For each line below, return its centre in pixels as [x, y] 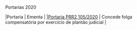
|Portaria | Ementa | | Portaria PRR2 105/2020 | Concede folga [69, 17]
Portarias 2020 [21, 7]
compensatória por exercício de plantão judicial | [56, 22]
